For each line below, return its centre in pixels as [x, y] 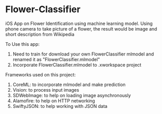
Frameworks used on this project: [40, 74]
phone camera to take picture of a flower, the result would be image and [81, 28]
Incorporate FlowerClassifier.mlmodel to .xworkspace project [77, 65]
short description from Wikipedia [40, 34]
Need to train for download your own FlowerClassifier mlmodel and [83, 54]
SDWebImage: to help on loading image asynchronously [72, 95]
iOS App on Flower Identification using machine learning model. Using [79, 23]
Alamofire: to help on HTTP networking [54, 101]
